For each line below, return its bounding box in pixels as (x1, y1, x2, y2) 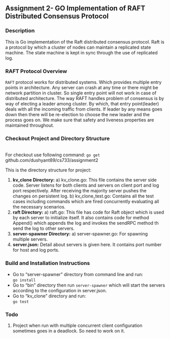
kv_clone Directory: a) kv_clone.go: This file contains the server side (12, 177, 157, 183)
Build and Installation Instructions (5, 260, 90, 267)
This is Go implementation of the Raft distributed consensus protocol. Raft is (5, 39, 165, 45)
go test (12, 299, 29, 304)
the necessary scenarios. (12, 204, 66, 210)
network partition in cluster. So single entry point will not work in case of (5, 90, 157, 96)
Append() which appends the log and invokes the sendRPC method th (12, 220, 159, 226)
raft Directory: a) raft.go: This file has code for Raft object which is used (12, 209, 164, 215)
